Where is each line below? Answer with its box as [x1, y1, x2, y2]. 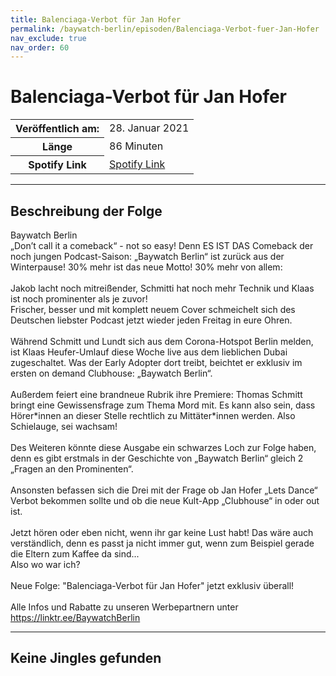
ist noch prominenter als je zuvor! [10, 293, 148, 305]
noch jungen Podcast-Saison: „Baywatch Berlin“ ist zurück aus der [10, 251, 285, 262]
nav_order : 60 [10, 42, 70, 53]
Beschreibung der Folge [10, 202, 163, 220]
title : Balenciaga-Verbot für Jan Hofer [10, 14, 182, 25]
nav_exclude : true [10, 33, 87, 43]
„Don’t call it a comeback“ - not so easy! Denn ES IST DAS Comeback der [10, 240, 314, 251]
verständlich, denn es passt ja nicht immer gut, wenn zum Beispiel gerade [10, 537, 315, 549]
